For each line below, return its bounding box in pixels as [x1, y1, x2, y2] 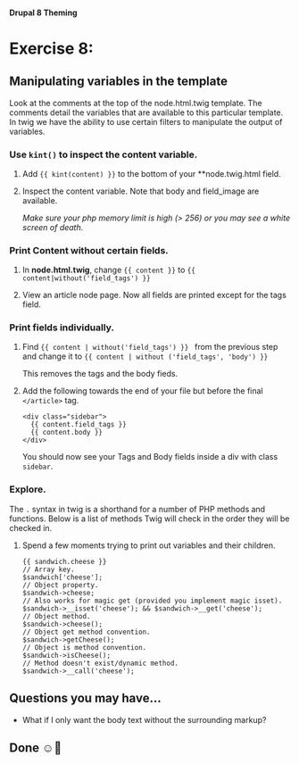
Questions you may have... [9, 691, 162, 706]
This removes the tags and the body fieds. [21, 369, 179, 379]
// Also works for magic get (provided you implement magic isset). [21, 596, 283, 605]
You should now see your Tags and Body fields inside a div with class [21, 452, 278, 462]
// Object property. [21, 580, 99, 589]
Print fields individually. [9, 321, 114, 334]
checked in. [9, 522, 53, 533]
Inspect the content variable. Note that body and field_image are [21, 186, 260, 196]
